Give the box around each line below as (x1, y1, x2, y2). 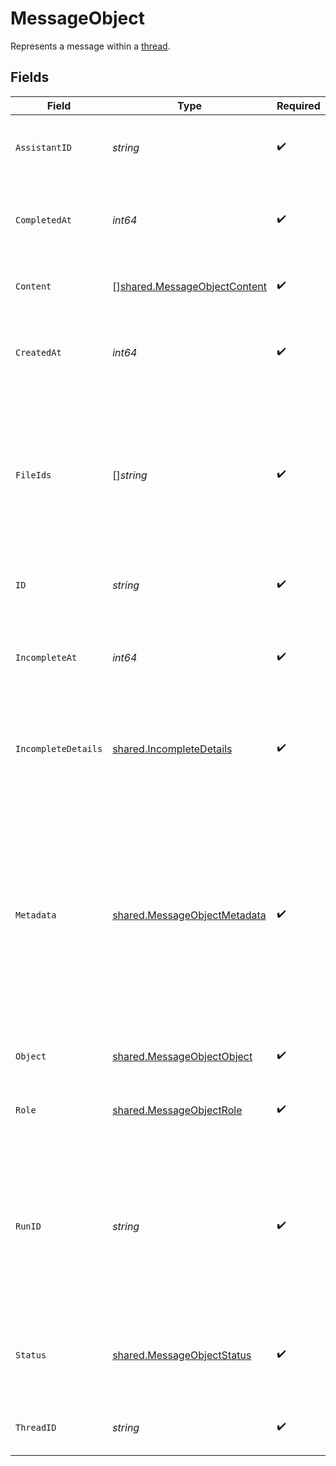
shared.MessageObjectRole (112, 1103, 243, 1117)
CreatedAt (15, 347, 62, 358)
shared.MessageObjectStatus (112, 1348, 252, 1362)
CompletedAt (15, 214, 73, 226)
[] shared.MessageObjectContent (112, 279, 267, 293)
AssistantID (15, 142, 73, 153)
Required (276, 98, 321, 112)
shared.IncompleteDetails (112, 742, 233, 756)
